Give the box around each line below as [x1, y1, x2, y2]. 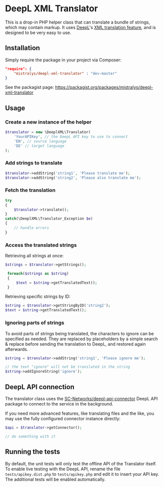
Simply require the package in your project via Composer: [5, 57, 121, 63]
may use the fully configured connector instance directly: [5, 415, 121, 421]
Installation [5, 44, 40, 52]
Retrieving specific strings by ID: [5, 294, 71, 299]
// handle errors [14, 225, 49, 231]
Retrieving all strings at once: [5, 253, 64, 259]
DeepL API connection [5, 382, 75, 391]
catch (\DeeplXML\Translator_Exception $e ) [5, 216, 93, 221]
